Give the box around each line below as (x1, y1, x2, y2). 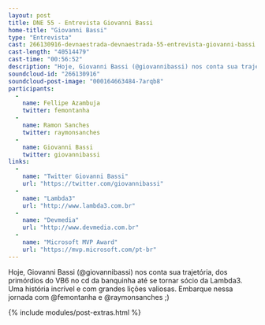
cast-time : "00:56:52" (8, 56, 83, 64)
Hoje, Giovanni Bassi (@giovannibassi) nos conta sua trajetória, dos (8, 267, 228, 276)
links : (8, 158, 30, 166)
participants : (8, 84, 55, 93)
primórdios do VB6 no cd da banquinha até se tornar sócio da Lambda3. (8, 275, 243, 285)
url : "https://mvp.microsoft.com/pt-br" (22, 246, 157, 253)
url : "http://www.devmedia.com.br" (22, 223, 140, 232)
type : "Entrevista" (8, 33, 73, 42)
